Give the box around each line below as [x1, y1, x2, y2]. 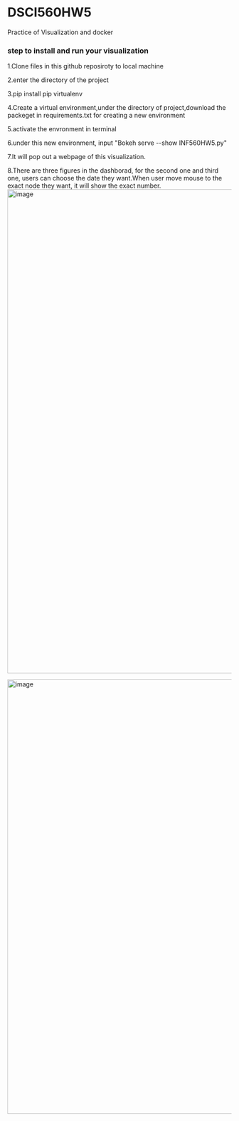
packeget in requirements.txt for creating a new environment [7, 111, 186, 120]
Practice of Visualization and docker [7, 28, 114, 36]
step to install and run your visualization [7, 46, 149, 56]
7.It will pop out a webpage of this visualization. [7, 153, 146, 161]
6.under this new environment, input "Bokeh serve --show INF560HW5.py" [7, 138, 228, 147]
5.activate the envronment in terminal [7, 125, 117, 133]
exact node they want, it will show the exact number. [7, 181, 161, 190]
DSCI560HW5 [7, 4, 92, 21]
